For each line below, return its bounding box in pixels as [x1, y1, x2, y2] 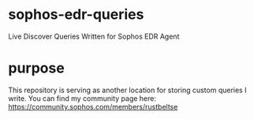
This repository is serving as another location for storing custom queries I [8, 85, 247, 95]
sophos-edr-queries [8, 6, 144, 24]
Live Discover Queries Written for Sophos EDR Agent [8, 32, 180, 41]
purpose [8, 59, 65, 77]
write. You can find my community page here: [8, 93, 156, 103]
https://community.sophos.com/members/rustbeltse [8, 102, 178, 111]
